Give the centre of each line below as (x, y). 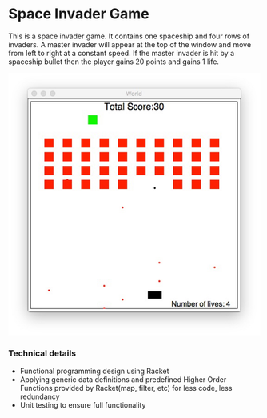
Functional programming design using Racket (94, 371)
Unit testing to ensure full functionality (83, 404)
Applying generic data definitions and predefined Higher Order (123, 379)
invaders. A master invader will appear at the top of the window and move (130, 44)
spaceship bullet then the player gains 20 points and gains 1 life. (114, 62)
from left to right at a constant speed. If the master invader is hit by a (121, 53)
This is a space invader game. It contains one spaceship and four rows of (129, 36)
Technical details (42, 353)
